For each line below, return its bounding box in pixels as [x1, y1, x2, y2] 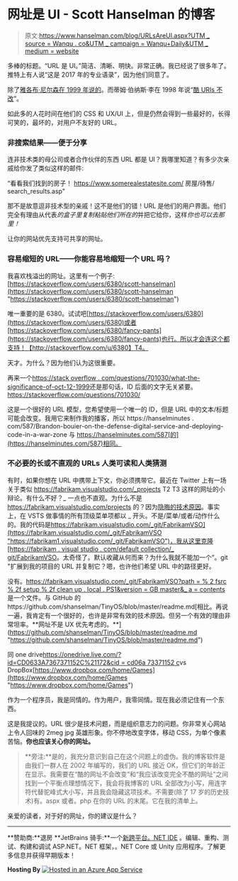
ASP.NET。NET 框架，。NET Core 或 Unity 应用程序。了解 [52, 842, 220, 850]
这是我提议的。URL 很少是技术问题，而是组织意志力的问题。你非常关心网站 [7, 719, 227, 728]
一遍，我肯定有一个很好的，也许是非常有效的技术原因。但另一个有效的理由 [7, 611, 225, 619]
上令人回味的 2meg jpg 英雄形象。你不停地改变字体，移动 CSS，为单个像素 [7, 728, 227, 736]
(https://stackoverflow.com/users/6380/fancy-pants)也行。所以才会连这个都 [7, 334, 230, 343]
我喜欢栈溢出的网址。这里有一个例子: [7, 271, 115, 280]
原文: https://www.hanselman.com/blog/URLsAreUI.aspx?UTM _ [24, 31, 210, 40]
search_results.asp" [7, 187, 66, 196]
